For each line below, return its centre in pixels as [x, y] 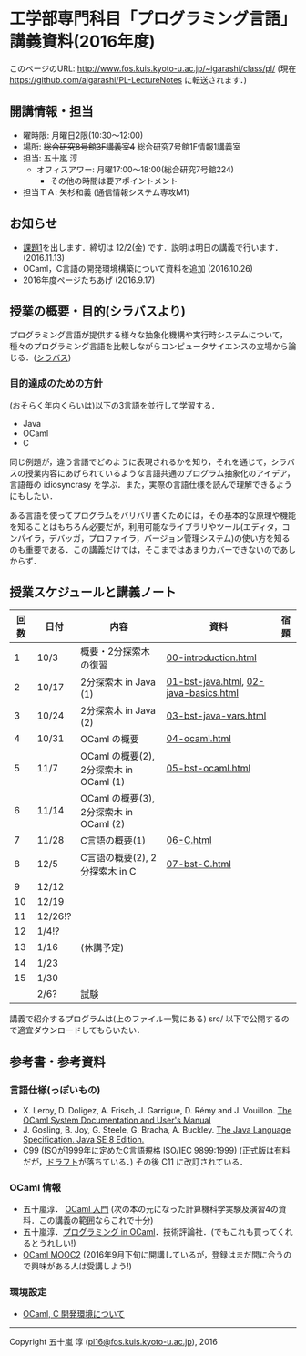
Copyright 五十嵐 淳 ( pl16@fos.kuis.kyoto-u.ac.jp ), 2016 [114, 1341]
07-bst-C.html [199, 864]
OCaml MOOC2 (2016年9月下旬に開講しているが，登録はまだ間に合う [153, 1255]
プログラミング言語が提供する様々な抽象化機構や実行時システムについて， [149, 335]
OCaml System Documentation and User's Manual [117, 1120]
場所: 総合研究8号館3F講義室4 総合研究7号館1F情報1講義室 [132, 146]
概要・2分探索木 [115, 651]
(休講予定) [102, 947]
